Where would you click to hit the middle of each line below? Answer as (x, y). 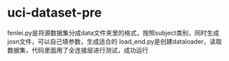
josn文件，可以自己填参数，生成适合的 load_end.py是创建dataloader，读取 (115, 41)
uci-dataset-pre (55, 13)
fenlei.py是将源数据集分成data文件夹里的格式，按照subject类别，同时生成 (113, 33)
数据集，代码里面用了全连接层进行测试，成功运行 (78, 50)
